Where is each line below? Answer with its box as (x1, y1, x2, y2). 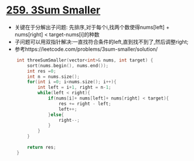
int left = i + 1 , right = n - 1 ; (37, 84, 111, 91)
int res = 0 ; (27, 68, 57, 74)
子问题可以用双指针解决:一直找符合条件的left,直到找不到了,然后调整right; (14, 38, 189, 45)
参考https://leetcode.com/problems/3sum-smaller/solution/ (14, 45, 158, 53)
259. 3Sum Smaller (6, 4, 101, 17)
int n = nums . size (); (27, 74, 80, 80)
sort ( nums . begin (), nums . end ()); (27, 63, 109, 68)
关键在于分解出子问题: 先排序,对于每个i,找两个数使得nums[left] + (14, 23, 170, 30)
